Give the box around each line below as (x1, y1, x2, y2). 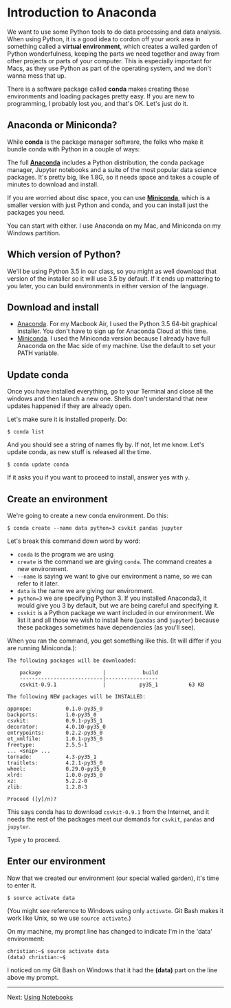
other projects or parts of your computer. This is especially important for (7, 56, 212, 65)
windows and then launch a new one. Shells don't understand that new (7, 394, 208, 403)
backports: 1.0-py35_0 (7, 711, 97, 718)
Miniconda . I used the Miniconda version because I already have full (16, 334, 210, 343)
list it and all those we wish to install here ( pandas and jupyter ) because (16, 616, 220, 624)
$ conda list (7, 429, 45, 436)
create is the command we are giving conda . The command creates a (16, 557, 212, 566)
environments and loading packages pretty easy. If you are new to (7, 92, 195, 100)
